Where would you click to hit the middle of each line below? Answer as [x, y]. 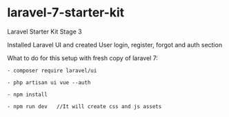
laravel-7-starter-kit [66, 13]
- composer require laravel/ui [52, 70]
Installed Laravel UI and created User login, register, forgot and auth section [115, 44]
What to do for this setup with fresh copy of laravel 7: [83, 58]
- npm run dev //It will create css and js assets [84, 106]
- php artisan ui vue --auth [49, 82]
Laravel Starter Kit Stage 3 [44, 31]
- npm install [28, 94]
